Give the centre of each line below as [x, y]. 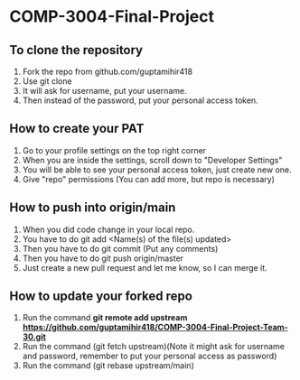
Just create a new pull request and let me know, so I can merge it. [145, 267]
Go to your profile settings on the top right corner [114, 150]
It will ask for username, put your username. [104, 91]
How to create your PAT [77, 129]
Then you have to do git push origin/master [103, 258]
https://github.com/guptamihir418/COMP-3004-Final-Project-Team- [155, 328]
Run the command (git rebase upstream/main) [108, 366]
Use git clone [47, 81]
